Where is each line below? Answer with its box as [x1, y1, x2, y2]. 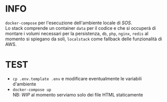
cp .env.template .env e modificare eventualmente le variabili [12, 75, 142, 81]
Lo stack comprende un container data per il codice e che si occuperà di [5, 25, 156, 31]
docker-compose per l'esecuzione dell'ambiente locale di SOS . [5, 20, 133, 26]
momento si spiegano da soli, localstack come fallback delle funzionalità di [5, 36, 162, 42]
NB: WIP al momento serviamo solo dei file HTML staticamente [12, 91, 143, 97]
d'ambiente [12, 81, 36, 87]
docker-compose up [12, 87, 51, 92]
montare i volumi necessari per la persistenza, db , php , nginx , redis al [5, 30, 149, 36]
